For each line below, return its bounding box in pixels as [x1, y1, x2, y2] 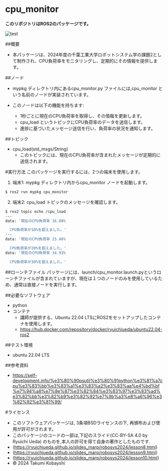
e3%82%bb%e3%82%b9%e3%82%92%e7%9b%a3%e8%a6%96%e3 [12, 393, 162, 399]
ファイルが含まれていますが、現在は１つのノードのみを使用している [18, 275, 158, 281]
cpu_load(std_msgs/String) [12, 146, 68, 152]
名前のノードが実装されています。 [21, 91, 91, 97]
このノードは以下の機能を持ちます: [12, 102, 84, 108]
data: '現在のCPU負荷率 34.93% [5, 250, 66, 255]
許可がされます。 [21, 426, 56, 432]
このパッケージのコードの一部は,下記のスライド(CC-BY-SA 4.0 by [12, 432, 148, 438]
